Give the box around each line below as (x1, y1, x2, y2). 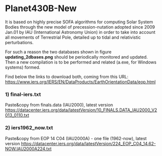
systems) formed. (5, 64, 40, 70)
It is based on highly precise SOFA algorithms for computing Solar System (5, 19, 153, 25)
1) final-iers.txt (5, 91, 41, 97)
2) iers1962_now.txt (5, 125, 54, 131)
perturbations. (5, 39, 34, 45)
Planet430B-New (5, 3, 77, 14)
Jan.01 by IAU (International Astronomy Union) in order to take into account (5, 29, 156, 35)
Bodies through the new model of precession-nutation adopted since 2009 (5, 24, 155, 30)
